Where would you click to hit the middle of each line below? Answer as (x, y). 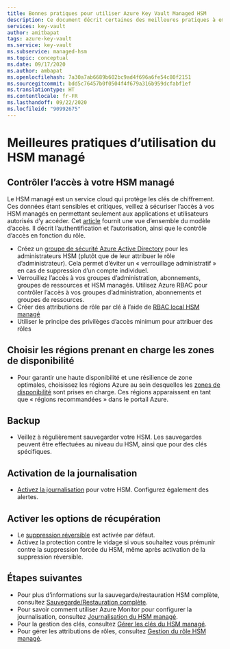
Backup (24, 421)
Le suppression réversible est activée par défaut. (86, 535)
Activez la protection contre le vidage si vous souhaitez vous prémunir (116, 542)
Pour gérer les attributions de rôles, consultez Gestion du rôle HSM (112, 631)
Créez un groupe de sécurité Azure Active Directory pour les (102, 249)
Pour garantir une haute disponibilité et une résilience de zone (105, 377)
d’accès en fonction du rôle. (46, 235)
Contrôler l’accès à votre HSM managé (91, 182)
